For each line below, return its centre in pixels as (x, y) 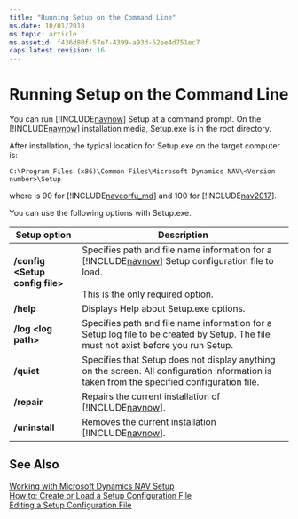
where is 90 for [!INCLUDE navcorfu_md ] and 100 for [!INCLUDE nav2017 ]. (143, 196)
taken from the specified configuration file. (171, 382)
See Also (34, 464)
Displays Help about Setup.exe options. (164, 309)
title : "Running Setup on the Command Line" (93, 17)
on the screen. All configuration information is (177, 371)
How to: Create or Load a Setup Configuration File (101, 495)
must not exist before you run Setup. (157, 346)
